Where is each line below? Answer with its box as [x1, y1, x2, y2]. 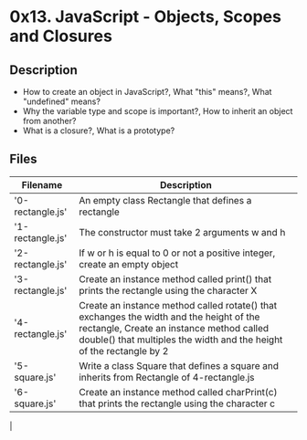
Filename [21, 178, 63, 191]
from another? [22, 116, 77, 126]
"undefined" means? [22, 96, 101, 107]
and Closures [9, 26, 112, 47]
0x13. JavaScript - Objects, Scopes [9, 6, 281, 27]
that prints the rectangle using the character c [79, 397, 276, 410]
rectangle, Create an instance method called [79, 321, 270, 334]
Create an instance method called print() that [79, 272, 272, 285]
